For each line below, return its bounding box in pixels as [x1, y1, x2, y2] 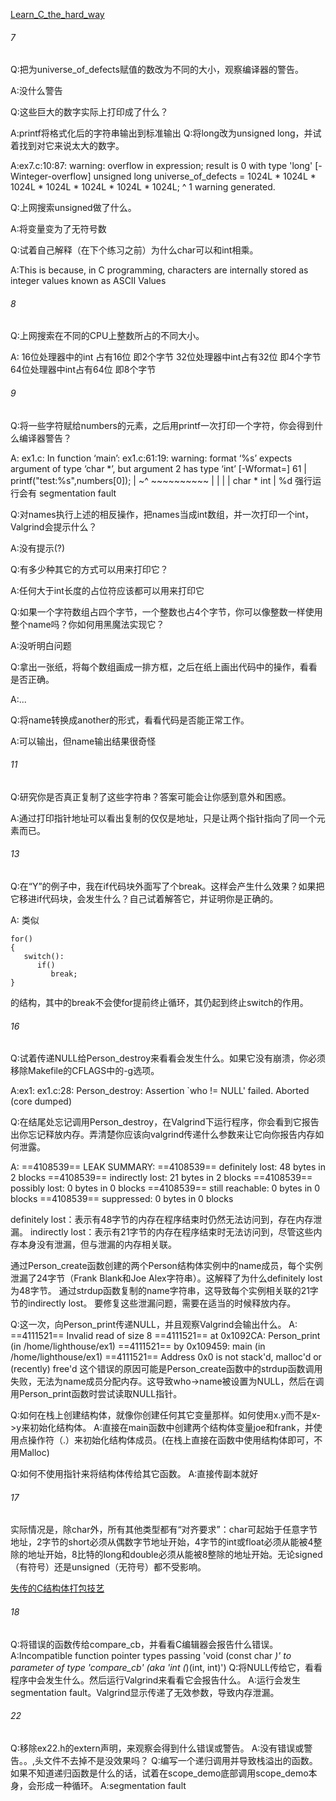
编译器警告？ [18, 432, 72, 444]
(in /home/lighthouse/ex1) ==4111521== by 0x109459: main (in [10, 1340, 266, 1353]
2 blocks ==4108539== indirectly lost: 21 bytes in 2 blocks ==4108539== [10, 1172, 313, 1184]
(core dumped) [10, 1095, 73, 1108]
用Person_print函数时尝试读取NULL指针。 [10, 1388, 183, 1400]
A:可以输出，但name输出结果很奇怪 [10, 735, 157, 747]
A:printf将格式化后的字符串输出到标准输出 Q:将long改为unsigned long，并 [10, 127, 313, 139]
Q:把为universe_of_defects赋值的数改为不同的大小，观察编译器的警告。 [10, 64, 304, 76]
